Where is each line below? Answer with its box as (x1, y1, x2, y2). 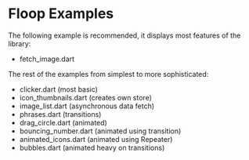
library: (8, 38, 31, 48)
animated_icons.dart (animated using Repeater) (19, 134, 173, 144)
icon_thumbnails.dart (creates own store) (19, 93, 153, 102)
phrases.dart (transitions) (19, 109, 102, 118)
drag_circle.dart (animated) (19, 118, 107, 127)
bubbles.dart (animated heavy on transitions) (19, 143, 165, 152)
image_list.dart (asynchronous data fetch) (19, 101, 155, 111)
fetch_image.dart (19, 54, 75, 64)
